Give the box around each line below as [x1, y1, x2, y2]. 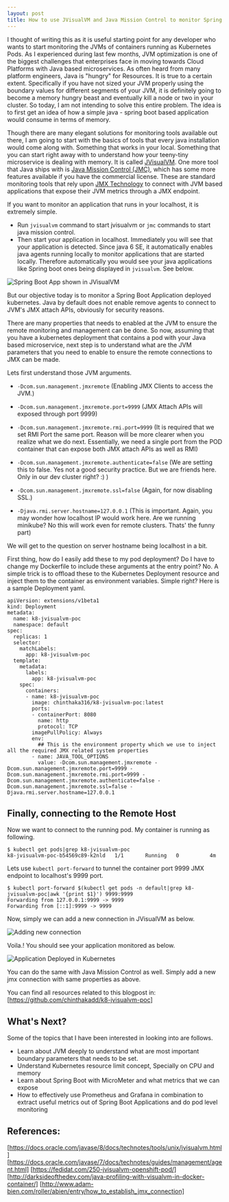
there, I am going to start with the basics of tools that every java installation [7, 136, 219, 144]
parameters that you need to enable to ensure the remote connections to [7, 347, 213, 356]
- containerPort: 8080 [32, 711, 97, 718]
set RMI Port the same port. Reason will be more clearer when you [16, 430, 204, 439]
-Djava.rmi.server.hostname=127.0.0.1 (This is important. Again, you [16, 506, 213, 515]
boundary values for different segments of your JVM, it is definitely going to [7, 86, 221, 95]
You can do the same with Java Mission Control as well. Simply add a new [7, 968, 216, 977]
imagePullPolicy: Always [32, 729, 103, 736]
